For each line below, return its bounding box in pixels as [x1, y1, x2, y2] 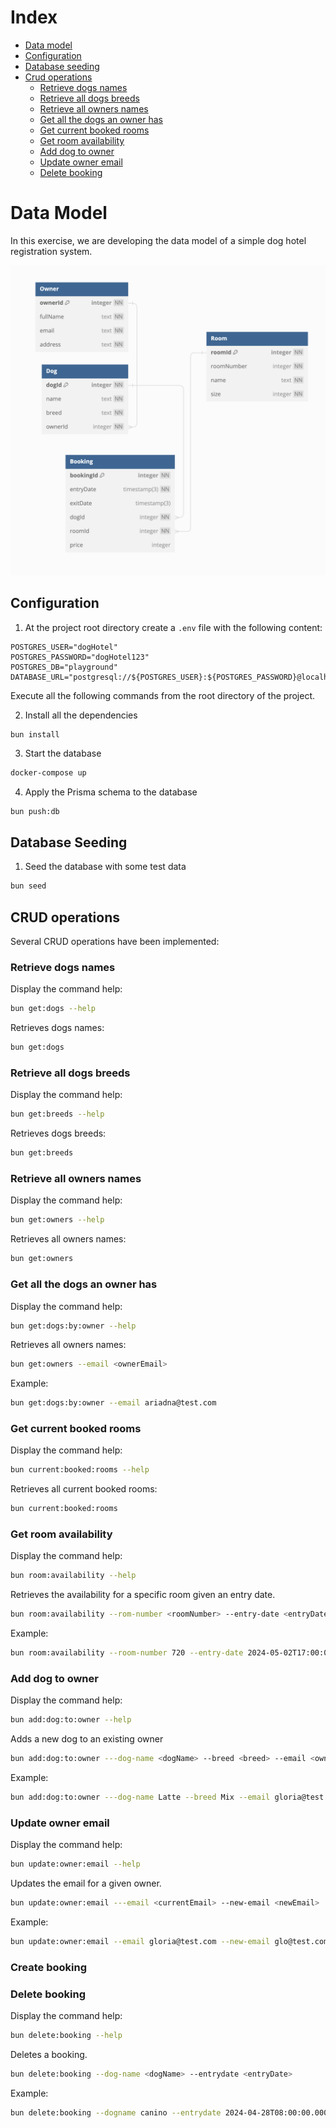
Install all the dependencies [24, 709, 138, 721]
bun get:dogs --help [10, 1004, 97, 1014]
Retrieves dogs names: [10, 1022, 105, 1034]
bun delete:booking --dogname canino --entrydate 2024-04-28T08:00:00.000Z [10, 2107, 333, 2118]
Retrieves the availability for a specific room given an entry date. [10, 1589, 276, 1601]
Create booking [10, 1960, 88, 1974]
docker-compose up [10, 767, 87, 778]
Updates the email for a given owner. [10, 1877, 162, 1890]
